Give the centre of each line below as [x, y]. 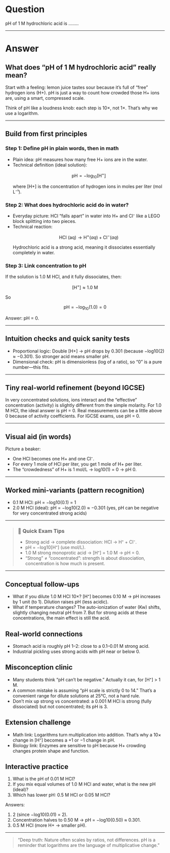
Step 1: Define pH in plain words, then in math [62, 148]
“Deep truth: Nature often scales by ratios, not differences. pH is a [87, 840]
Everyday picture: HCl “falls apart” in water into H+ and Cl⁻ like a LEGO [86, 216]
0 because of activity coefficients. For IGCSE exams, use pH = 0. [73, 416]
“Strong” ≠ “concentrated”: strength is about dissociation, [85, 558]
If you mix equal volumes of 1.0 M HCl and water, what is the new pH [84, 784]
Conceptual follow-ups [42, 584]
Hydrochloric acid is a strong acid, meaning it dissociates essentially [84, 247]
